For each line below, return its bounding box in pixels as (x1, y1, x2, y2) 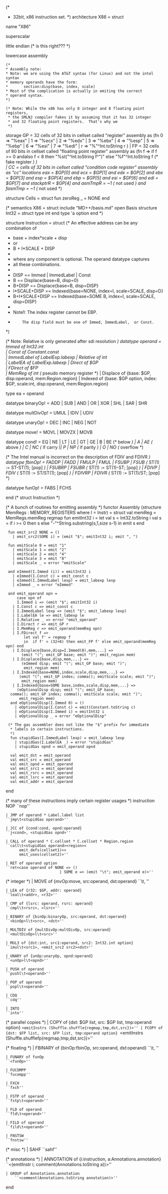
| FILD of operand (5, 1120, 44, 1125)
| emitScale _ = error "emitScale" (12, 560, 86, 565)
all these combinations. (12, 261, 61, 267)
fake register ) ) (5, 159, 37, 164)
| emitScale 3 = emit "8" (12, 556, 66, 561)
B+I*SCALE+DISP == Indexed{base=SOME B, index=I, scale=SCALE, (12, 293, 155, 299)
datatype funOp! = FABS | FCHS (5, 485, 71, 490)
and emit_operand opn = (7, 591, 57, 596)
